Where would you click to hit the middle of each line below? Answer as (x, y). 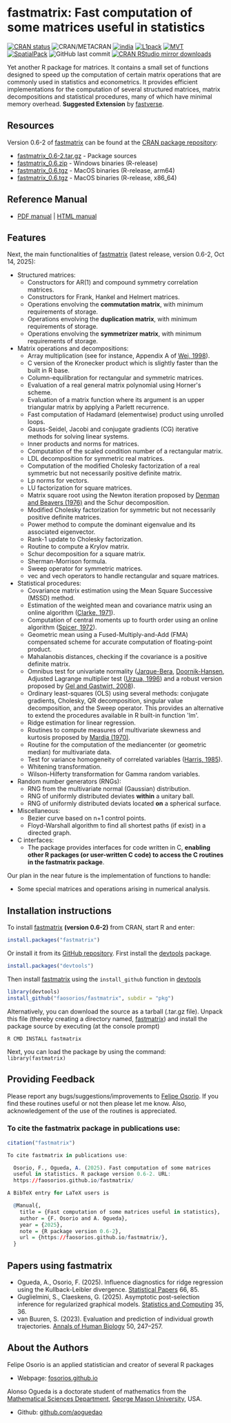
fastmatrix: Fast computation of (100, 13)
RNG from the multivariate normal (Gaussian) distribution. (109, 789)
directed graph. (49, 833)
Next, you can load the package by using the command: (87, 1051)
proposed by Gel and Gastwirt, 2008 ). (81, 686)
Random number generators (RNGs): (69, 781)
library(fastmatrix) (37, 1058)
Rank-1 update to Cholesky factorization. (85, 539)
